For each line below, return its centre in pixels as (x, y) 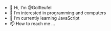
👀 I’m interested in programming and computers (58, 13)
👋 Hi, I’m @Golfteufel (31, 8)
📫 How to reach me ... (32, 24)
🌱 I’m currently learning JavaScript (44, 18)
